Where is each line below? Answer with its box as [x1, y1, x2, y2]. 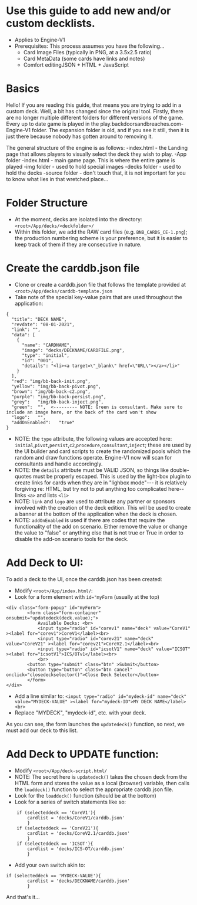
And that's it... [6, 893, 40, 900]
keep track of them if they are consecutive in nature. [14, 241, 142, 248]
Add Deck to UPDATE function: [6, 747, 159, 760]
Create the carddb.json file [6, 261, 140, 275]
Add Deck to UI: [6, 556, 84, 569]
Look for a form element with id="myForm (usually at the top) [14, 593, 160, 600]
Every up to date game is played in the [6, 120, 99, 127]
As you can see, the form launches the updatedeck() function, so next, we [6, 720, 185, 727]
